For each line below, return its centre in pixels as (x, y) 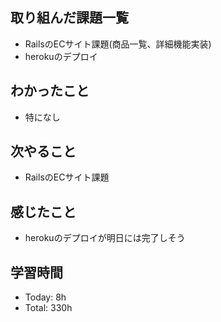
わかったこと (50, 91)
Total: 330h (48, 308)
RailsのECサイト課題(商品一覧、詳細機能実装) (118, 44)
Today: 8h (45, 297)
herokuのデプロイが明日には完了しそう (105, 238)
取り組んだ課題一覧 (69, 18)
